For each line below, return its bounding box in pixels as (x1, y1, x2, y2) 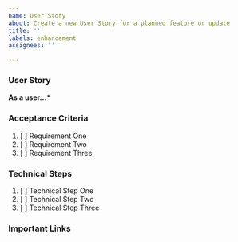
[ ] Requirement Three (19, 148, 93, 157)
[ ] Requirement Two (19, 139, 88, 149)
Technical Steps (8, 168, 73, 179)
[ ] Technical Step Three (19, 203, 100, 212)
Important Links (8, 223, 71, 234)
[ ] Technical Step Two (19, 195, 94, 204)
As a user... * (8, 93, 50, 102)
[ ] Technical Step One (19, 186, 94, 196)
